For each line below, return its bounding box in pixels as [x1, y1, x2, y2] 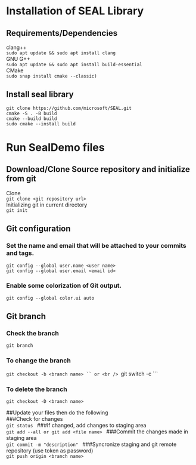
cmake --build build [6, 115, 58, 122]
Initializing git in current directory [6, 201, 88, 208]
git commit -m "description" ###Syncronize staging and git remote [6, 441, 177, 448]
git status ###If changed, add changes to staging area [6, 422, 147, 429]
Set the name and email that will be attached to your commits [6, 242, 186, 250]
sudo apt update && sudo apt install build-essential [6, 61, 143, 67]
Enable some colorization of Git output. [6, 282, 122, 290]
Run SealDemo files [6, 141, 105, 154]
